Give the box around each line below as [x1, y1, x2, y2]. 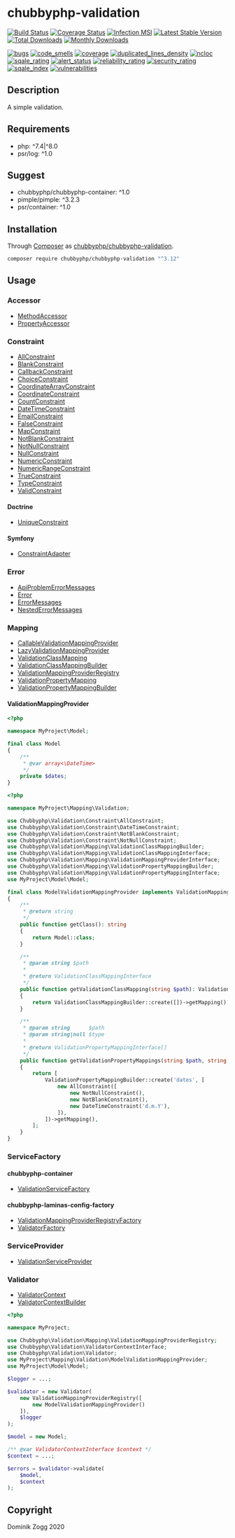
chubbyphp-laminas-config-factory [7, 1200, 115, 1209]
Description [7, 84, 59, 96]
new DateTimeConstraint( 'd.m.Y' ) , [69, 1102, 171, 1109]
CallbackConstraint [17, 368, 73, 376]
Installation [7, 223, 57, 235]
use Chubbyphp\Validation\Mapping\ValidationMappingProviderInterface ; [7, 857, 220, 864]
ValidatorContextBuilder [17, 1298, 86, 1306]
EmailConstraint [17, 412, 64, 421]
